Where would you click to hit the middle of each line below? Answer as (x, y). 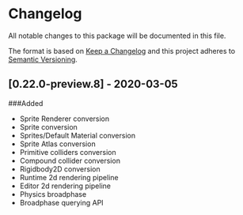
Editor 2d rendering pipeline (65, 186)
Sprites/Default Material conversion (78, 135)
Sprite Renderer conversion (65, 119)
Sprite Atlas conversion (58, 144)
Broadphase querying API (62, 202)
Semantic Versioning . (43, 59)
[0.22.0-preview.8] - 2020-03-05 (93, 84)
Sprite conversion (48, 126)
